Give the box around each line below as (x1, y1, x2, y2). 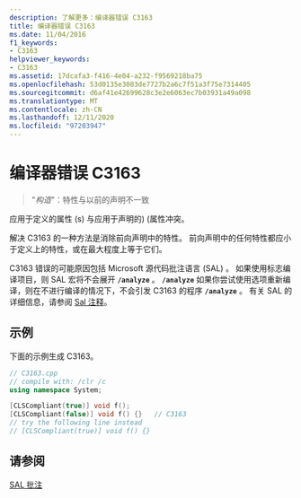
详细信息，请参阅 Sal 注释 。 (9, 296, 112, 307)
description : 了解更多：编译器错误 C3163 (9, 13, 153, 22)
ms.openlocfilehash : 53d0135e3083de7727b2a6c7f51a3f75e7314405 (9, 80, 252, 89)
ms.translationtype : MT (9, 96, 99, 106)
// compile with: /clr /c (9, 377, 106, 386)
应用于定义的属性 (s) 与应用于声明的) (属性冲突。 (9, 213, 190, 224)
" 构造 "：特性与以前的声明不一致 (31, 194, 150, 205)
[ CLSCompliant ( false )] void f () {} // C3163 (9, 410, 187, 419)
